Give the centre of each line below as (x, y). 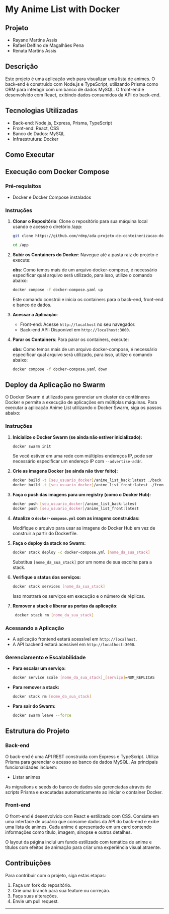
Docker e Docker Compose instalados (52, 197)
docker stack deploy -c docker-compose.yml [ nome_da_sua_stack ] (81, 552)
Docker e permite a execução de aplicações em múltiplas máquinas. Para (81, 403)
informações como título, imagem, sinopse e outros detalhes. (69, 832)
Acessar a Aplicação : (35, 314)
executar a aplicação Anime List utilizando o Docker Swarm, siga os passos (83, 408)
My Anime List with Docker (62, 9)
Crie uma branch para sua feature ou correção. (61, 890)
